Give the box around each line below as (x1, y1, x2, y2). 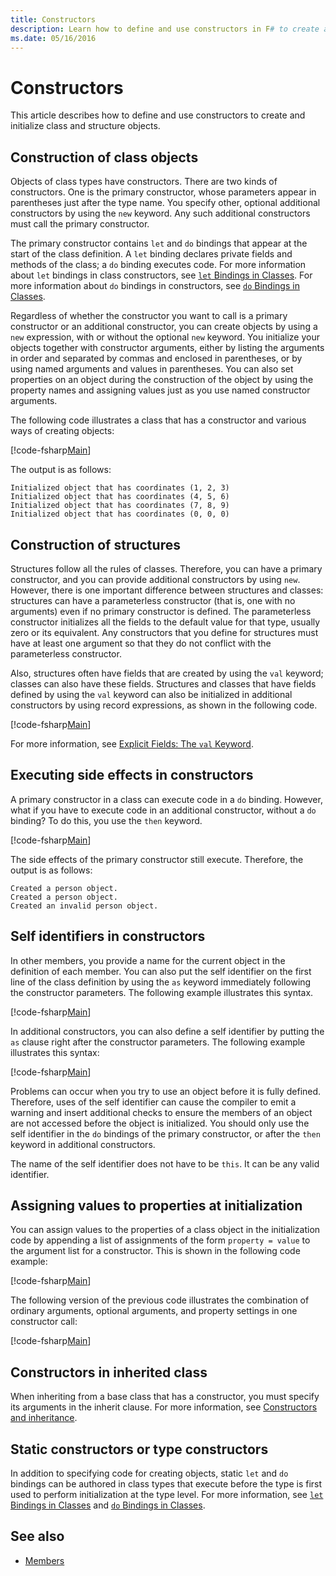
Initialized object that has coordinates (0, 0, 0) (10, 509, 230, 520)
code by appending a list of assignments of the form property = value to (10, 1234, 311, 1246)
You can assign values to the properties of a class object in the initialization (10, 1224, 321, 1236)
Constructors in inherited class (10, 1364, 208, 1381)
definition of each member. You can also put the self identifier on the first (10, 965, 312, 977)
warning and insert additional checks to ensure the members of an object (10, 1106, 313, 1118)
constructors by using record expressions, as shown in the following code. (10, 699, 318, 711)
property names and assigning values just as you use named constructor (10, 384, 311, 396)
